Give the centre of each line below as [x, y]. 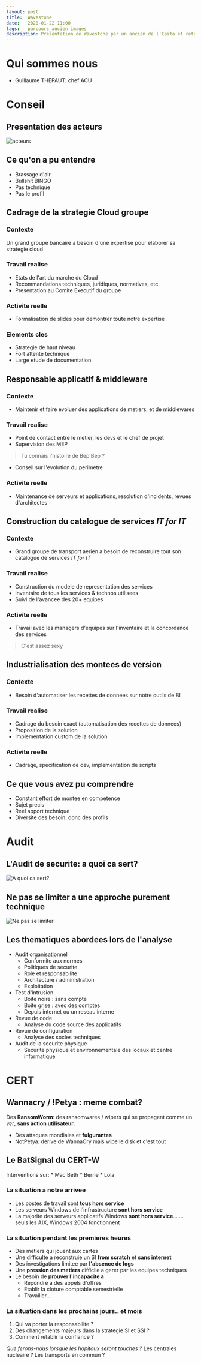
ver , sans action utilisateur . [41, 1123]
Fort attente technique [42, 354]
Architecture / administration [59, 979]
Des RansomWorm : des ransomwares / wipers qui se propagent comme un [99, 1117]
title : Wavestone [29, 17]
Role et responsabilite [51, 973]
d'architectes [31, 502]
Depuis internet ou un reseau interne [69, 1011]
